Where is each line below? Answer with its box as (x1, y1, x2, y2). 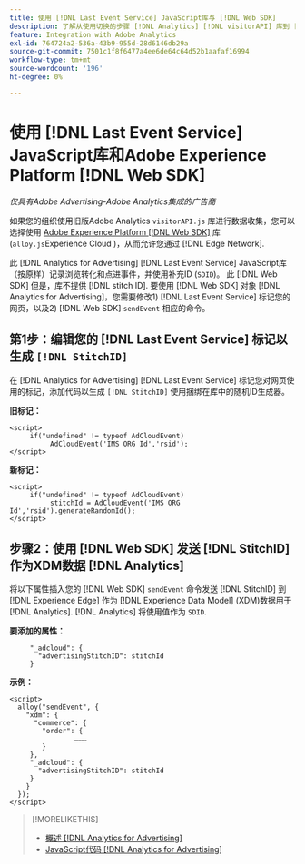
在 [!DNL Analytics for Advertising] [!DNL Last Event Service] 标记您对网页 (9, 374, 288, 386)
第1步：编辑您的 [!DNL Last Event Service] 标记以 (9, 332, 288, 348)
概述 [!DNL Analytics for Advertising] (44, 832, 183, 844)
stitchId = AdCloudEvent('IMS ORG (49, 498, 181, 507)
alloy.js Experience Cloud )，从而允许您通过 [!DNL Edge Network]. (12, 238, 265, 249)
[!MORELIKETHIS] (31, 814, 99, 825)
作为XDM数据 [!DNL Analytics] (9, 557, 184, 573)
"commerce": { (33, 719, 88, 728)
